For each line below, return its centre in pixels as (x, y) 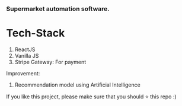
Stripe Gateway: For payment (50, 62)
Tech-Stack (36, 33)
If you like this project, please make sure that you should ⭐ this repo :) (91, 97)
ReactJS (25, 49)
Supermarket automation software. (58, 9)
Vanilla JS (27, 55)
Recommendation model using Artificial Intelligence (77, 85)
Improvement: (23, 73)
